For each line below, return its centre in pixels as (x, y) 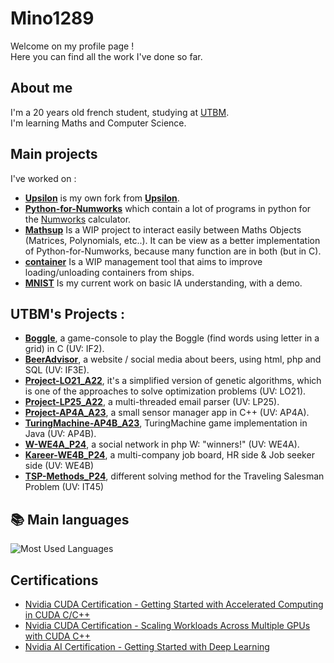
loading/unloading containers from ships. (109, 272)
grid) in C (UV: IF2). (64, 349)
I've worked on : (43, 178)
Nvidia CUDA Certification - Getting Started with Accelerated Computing (174, 604)
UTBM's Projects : (67, 313)
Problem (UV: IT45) (64, 487)
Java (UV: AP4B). (60, 434)
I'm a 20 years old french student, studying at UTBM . (120, 112)
